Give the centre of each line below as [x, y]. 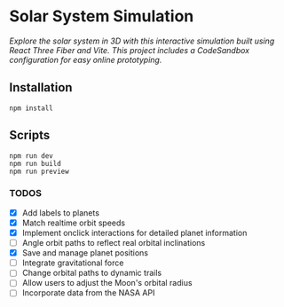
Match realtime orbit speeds [74, 223]
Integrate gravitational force [73, 263]
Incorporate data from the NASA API [88, 293]
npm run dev [31, 156]
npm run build [35, 163]
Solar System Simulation [102, 16]
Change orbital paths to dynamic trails [92, 273]
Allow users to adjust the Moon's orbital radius [107, 283]
